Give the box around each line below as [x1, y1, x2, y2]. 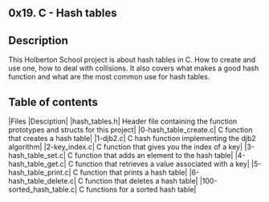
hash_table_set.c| [8, 151, 67, 160]
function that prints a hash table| [79, 168, 188, 177]
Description [8, 34, 68, 47]
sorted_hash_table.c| [8, 184, 78, 195]
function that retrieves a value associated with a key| [75, 160, 251, 169]
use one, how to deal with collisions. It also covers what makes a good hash [8, 63, 259, 73]
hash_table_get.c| [8, 160, 67, 169]
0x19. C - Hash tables [8, 6, 117, 20]
